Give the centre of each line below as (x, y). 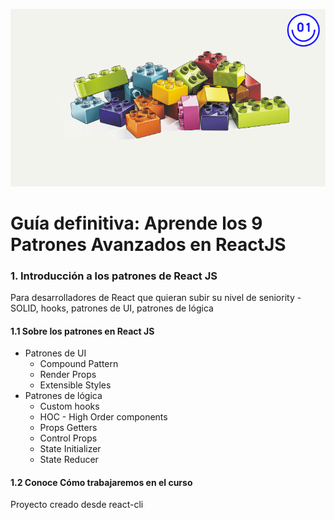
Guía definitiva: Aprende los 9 (136, 223)
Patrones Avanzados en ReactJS (148, 244)
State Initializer (70, 449)
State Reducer (69, 460)
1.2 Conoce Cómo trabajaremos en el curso (101, 482)
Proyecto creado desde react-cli (77, 505)
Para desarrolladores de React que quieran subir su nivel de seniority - (156, 298)
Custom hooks (69, 406)
